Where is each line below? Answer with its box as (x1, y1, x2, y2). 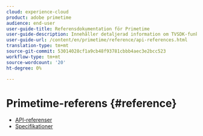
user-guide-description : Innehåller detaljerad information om (6, 31, 169, 37)
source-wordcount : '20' (6, 59, 66, 65)
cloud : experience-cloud (6, 8, 69, 15)
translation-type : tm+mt (6, 43, 69, 49)
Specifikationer (14, 123, 53, 130)
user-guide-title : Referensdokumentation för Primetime (6, 25, 150, 32)
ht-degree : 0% (6, 65, 42, 71)
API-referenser (14, 116, 53, 124)
